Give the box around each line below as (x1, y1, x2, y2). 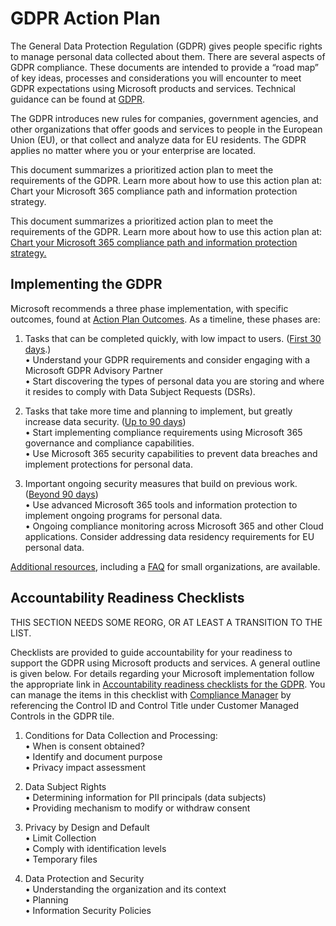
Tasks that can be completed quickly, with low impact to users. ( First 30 (24, 332, 322, 344)
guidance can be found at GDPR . (10, 93, 146, 105)
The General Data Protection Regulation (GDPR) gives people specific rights (10, 40, 323, 52)
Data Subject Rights (24, 780, 107, 792)
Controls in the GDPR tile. (10, 710, 115, 722)
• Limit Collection (24, 832, 97, 844)
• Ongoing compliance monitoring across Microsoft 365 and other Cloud (24, 520, 324, 532)
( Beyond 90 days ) (24, 488, 99, 500)
